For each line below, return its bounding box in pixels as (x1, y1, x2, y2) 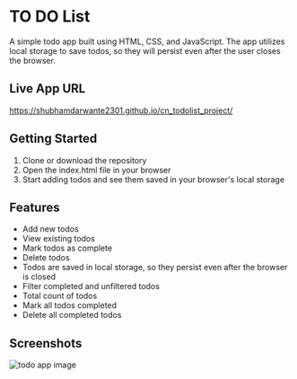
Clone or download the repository (22, 154, 147, 165)
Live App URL (9, 81, 86, 96)
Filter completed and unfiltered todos (22, 281, 160, 292)
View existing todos (22, 234, 96, 244)
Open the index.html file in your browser (22, 164, 171, 175)
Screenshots (9, 335, 83, 351)
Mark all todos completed (22, 300, 118, 311)
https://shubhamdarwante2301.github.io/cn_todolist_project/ (9, 105, 233, 116)
